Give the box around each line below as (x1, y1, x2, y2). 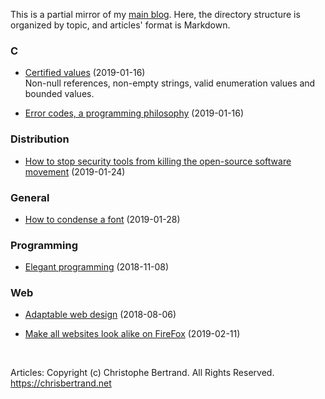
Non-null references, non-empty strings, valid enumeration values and (24, 77, 316, 89)
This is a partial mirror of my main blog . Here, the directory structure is (10, 9, 301, 20)
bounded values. (24, 88, 95, 100)
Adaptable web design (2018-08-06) (24, 309, 177, 321)
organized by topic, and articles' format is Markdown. (10, 19, 231, 31)
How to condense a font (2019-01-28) (24, 213, 181, 225)
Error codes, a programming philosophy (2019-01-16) (24, 107, 245, 119)
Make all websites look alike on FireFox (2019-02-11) (24, 328, 241, 340)
